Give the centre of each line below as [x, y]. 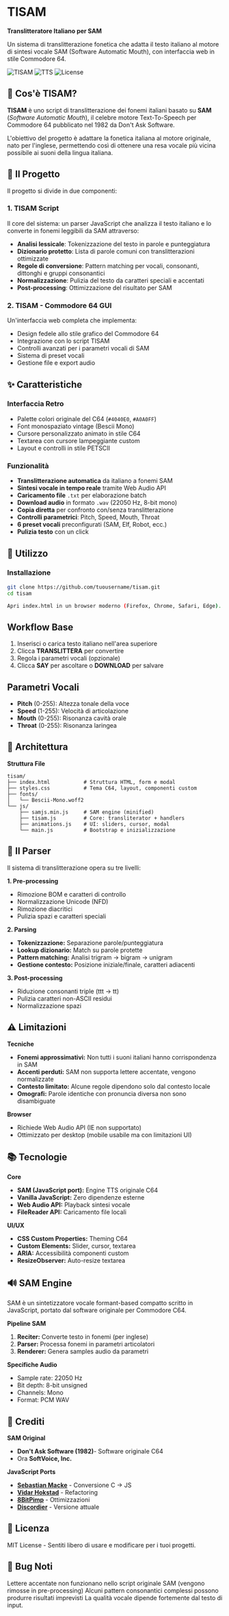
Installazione [29, 573]
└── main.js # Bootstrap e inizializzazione [97, 830]
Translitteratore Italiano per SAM [55, 31]
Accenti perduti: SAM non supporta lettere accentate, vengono [106, 1071]
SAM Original [26, 1438]
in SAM [27, 1065]
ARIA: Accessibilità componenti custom [73, 1253]
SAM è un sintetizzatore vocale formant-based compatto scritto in [100, 1303]
